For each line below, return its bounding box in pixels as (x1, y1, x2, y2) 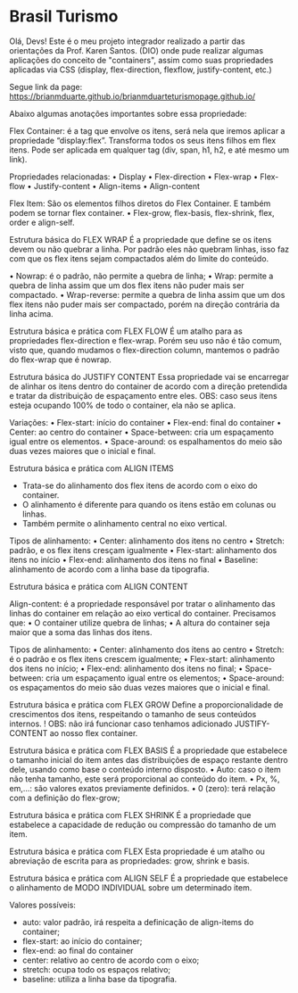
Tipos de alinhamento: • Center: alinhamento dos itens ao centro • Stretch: (9, 644, 285, 655)
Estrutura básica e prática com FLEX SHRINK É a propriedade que (9, 809, 252, 820)
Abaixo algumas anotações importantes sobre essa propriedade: (9, 108, 247, 119)
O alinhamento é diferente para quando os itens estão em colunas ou (21, 499, 277, 509)
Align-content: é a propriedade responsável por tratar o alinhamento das (9, 598, 276, 608)
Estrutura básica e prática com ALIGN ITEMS (9, 462, 174, 474)
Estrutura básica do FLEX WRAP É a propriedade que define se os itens (9, 234, 272, 244)
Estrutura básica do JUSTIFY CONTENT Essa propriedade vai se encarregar (9, 371, 290, 382)
